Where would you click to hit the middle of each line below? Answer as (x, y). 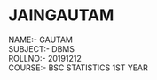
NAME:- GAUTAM (40, 40)
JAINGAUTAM (61, 15)
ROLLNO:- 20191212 (45, 58)
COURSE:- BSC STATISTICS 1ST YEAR (78, 68)
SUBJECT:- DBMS (41, 48)
